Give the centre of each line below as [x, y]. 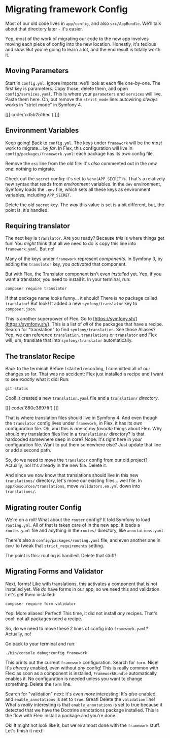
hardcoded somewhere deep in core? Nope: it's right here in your [74, 439]
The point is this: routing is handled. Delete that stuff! [61, 555]
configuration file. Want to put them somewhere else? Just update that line [83, 445]
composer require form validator [41, 604]
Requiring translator [38, 226]
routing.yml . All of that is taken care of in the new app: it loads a [73, 525]
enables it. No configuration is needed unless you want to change [74, 679]
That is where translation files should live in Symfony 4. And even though [81, 418]
